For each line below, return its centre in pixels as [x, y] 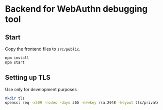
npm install [17, 58]
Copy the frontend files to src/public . [43, 49]
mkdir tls [15, 98]
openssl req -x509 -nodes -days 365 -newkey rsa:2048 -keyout [69, 103]
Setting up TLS [28, 78]
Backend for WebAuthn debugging [76, 9]
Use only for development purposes [41, 89]
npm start [15, 62]
